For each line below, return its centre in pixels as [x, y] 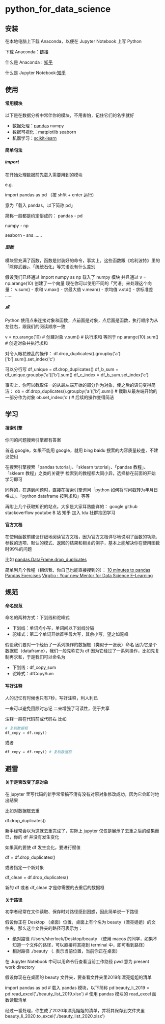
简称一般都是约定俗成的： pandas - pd [44, 216]
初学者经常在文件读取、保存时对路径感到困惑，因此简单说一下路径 [72, 912]
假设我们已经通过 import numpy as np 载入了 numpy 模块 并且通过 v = [76, 277]
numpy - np [17, 226]
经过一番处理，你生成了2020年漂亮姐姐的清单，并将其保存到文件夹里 [75, 1011]
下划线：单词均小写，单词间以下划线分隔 [53, 628]
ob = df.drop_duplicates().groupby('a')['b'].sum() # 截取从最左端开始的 [86, 391]
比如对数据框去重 [22, 810]
